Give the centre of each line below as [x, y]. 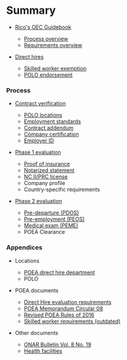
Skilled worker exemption [55, 68]
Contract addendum [49, 128]
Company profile [45, 183]
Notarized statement [49, 170]
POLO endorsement [48, 75]
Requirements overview [53, 45]
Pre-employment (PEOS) [54, 219]
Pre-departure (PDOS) [51, 213]
